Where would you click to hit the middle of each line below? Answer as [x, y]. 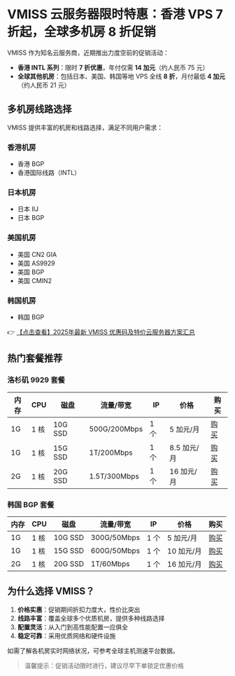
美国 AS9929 [36, 263]
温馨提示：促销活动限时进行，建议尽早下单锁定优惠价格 [104, 665]
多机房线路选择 [40, 109]
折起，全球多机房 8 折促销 [81, 32]
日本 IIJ [28, 209]
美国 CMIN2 [35, 280]
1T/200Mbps [111, 453]
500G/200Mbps [116, 429]
